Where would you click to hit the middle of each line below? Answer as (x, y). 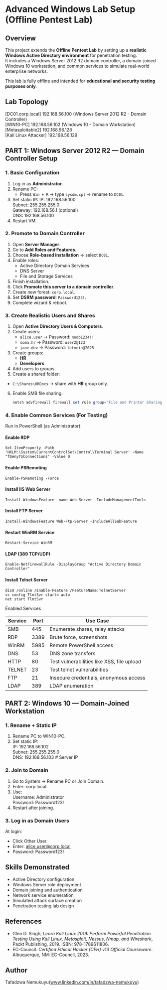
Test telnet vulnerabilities (79, 670)
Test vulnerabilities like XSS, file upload (95, 661)
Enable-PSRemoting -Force (32, 478)
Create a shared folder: (36, 374)
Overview (21, 38)
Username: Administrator (38, 797)
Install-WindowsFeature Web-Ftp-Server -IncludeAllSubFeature (71, 522)
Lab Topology (27, 102)
